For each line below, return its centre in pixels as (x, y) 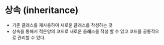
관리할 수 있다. (31, 37)
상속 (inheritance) (42, 10)
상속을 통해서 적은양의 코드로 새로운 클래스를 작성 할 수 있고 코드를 (77, 31)
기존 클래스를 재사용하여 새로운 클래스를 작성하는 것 (62, 25)
